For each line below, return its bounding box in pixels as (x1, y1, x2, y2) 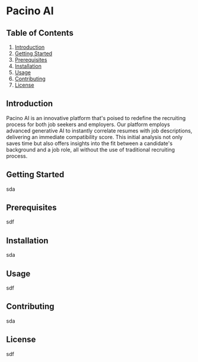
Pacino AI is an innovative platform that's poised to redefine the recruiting (6, 114, 186, 121)
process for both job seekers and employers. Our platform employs (6, 121, 170, 128)
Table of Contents (6, 28, 74, 38)
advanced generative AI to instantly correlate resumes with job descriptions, (6, 127, 193, 134)
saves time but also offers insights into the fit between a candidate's (6, 140, 173, 147)
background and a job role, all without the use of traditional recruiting (6, 146, 175, 153)
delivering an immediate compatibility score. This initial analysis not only (6, 133, 183, 140)
